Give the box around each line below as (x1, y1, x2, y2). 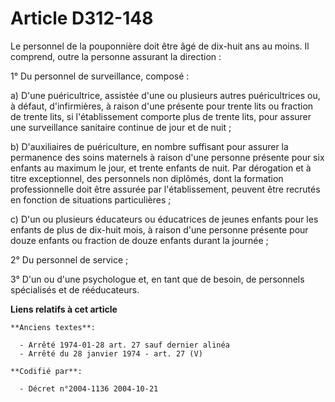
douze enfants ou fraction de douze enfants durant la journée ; (10, 234, 269, 246)
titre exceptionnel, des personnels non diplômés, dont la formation (10, 172, 284, 184)
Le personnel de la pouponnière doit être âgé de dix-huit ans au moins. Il (10, 40, 310, 52)
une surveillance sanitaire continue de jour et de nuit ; (10, 121, 232, 133)
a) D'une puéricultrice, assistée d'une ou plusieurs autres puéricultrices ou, (10, 89, 321, 101)
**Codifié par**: (10, 366, 83, 376)
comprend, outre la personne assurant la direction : (10, 50, 222, 62)
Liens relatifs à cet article (10, 303, 118, 315)
